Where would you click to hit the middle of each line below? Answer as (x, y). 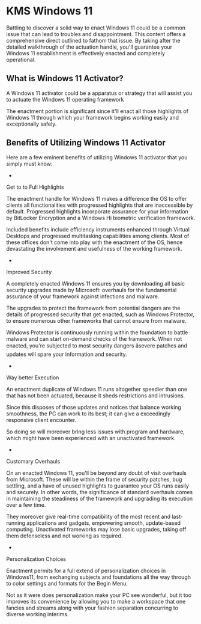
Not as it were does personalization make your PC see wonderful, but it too (99, 595)
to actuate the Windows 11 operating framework (65, 99)
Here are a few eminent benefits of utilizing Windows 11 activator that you (97, 157)
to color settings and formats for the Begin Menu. (67, 583)
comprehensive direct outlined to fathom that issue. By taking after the (93, 40)
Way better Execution (33, 378)
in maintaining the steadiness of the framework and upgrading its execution (100, 498)
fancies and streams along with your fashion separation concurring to (92, 608)
